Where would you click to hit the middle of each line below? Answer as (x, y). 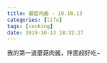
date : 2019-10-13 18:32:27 (45, 33)
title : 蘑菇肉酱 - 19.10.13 (45, 13)
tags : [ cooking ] (30, 26)
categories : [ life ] (35, 20)
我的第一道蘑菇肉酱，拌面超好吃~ (54, 53)
